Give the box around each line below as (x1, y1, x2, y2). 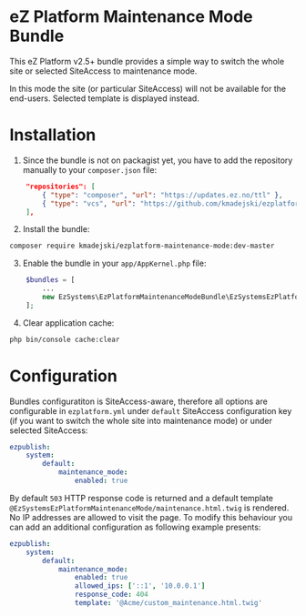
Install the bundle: (22, 224, 90, 235)
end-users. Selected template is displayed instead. (9, 93, 200, 104)
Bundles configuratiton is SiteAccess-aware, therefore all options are (9, 396, 269, 407)
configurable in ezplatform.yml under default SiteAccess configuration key (9, 405, 292, 416)
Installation (9, 125, 97, 146)
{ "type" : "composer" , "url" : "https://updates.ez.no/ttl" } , (42, 190, 283, 199)
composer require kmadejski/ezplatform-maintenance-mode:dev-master (9, 241, 275, 251)
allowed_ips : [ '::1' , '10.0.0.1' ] (74, 581, 206, 591)
